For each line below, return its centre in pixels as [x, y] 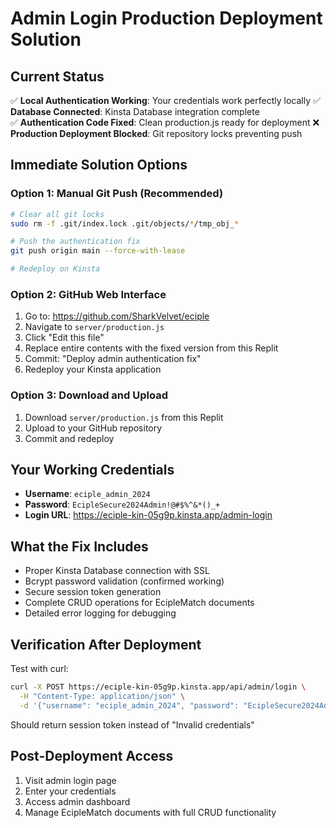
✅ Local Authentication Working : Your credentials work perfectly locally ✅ [165, 100]
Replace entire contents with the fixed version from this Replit [151, 348]
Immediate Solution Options [99, 165]
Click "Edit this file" [64, 338]
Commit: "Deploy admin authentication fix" [113, 359]
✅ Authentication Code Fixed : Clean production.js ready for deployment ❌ [165, 122]
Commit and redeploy [69, 438]
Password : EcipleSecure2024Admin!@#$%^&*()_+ [122, 504]
